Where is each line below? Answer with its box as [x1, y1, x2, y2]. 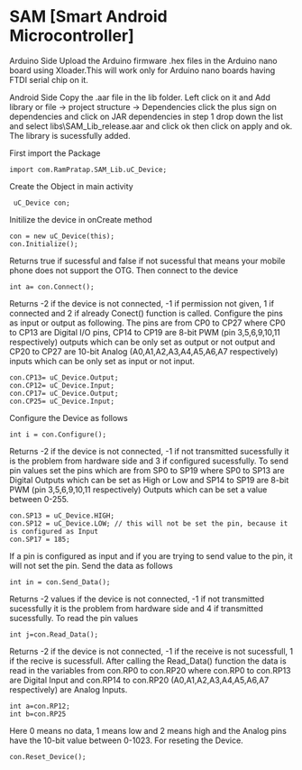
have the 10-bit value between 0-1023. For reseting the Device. [9, 735, 243, 746]
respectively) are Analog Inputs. [9, 683, 128, 695]
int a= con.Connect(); [9, 282, 95, 291]
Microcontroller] [9, 25, 135, 46]
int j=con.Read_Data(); [9, 629, 99, 639]
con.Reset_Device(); [9, 752, 87, 761]
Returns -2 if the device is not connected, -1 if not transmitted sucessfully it [9, 445, 289, 456]
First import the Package [9, 147, 101, 159]
